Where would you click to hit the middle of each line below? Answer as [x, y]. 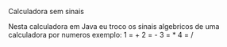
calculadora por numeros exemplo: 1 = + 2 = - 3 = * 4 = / [101, 35]
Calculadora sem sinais [46, 11]
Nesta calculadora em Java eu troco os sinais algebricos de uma [114, 26]
